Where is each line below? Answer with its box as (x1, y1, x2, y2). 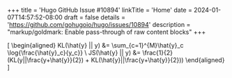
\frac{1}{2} (142, 48, 173, 57)
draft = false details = (63, 13, 125, 21)
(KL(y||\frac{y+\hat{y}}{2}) (7, 56, 84, 64)
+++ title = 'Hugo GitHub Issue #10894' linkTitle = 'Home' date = (7, 6, 193, 14)
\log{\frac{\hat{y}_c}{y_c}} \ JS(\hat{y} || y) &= (7, 48, 141, 57)
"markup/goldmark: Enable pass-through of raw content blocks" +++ (7, 28, 206, 36)
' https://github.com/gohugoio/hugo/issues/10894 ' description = (7, 21, 191, 28)
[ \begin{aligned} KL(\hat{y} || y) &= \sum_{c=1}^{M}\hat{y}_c (7, 41, 184, 49)
